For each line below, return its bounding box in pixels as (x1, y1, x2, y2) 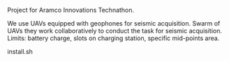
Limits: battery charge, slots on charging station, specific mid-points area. (7, 34, 220, 42)
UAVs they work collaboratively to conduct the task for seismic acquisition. (7, 27, 222, 35)
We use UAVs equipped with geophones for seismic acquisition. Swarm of (7, 19, 221, 27)
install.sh (7, 48, 34, 55)
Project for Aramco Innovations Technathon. (7, 6, 135, 14)
